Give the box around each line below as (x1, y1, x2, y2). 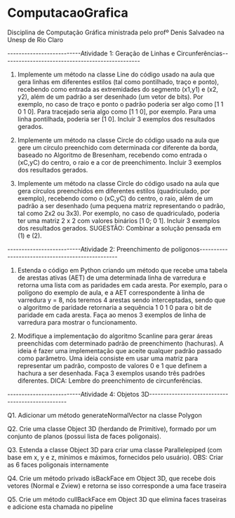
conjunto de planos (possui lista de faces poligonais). (7, 432, 161, 440)
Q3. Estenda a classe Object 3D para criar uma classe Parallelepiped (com (7, 445, 222, 454)
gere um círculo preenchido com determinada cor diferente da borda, (17, 143, 219, 151)
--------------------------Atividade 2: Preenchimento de (7, 245, 170, 253)
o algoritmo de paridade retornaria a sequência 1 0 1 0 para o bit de (17, 303, 212, 311)
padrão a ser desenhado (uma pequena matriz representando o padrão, (17, 201, 226, 210)
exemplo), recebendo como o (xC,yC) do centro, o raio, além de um (17, 194, 213, 203)
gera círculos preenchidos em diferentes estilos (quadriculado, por (17, 186, 210, 195)
